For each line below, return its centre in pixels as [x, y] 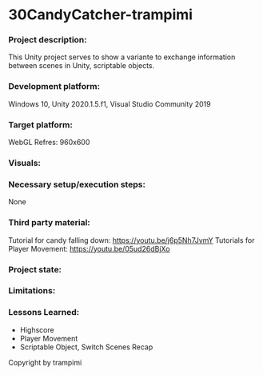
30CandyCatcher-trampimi [101, 15]
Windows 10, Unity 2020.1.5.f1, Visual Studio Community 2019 [110, 104]
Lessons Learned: [44, 312]
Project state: [35, 269]
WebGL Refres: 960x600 [49, 143]
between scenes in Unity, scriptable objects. [82, 66]
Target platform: [41, 124]
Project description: [48, 40]
